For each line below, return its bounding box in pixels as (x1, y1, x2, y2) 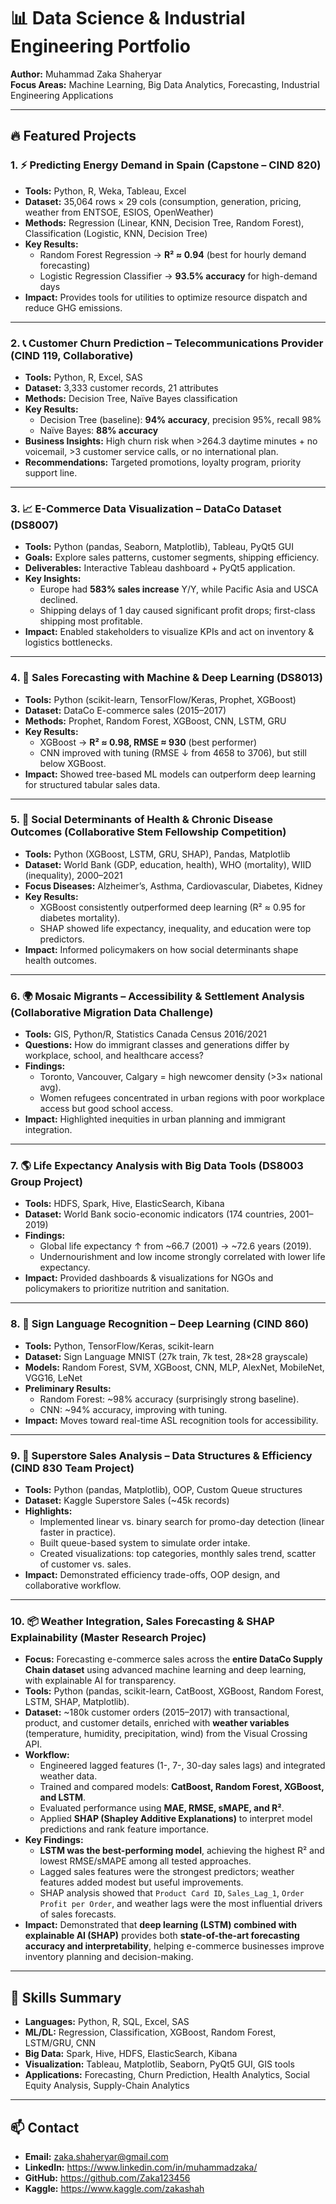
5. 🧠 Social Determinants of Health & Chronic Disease (10, 813, 273, 827)
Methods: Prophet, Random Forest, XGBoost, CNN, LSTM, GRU (24, 715, 287, 727)
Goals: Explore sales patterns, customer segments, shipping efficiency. (24, 551, 320, 564)
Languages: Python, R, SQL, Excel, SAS (24, 2016, 190, 2028)
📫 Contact (10, 2119, 80, 2136)
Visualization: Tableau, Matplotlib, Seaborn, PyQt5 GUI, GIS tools (24, 2058, 295, 2070)
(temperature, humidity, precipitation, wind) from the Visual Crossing (24, 1728, 308, 1740)
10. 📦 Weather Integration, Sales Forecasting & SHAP (10, 1614, 275, 1628)
